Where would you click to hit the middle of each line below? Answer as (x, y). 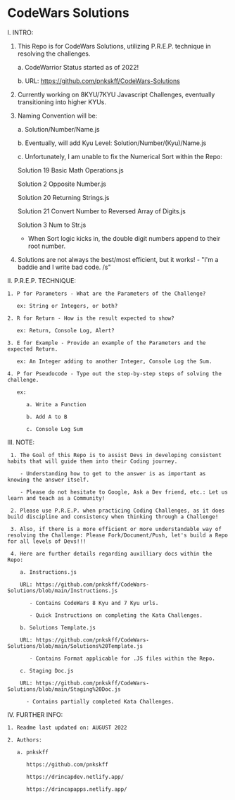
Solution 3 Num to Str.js (52, 225)
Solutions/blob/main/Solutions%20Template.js (75, 646)
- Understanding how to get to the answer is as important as (113, 473)
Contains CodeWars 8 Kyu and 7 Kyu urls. (97, 603)
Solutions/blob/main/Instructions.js (63, 590)
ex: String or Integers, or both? (67, 306)
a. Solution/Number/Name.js (58, 129)
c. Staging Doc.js (47, 670)
